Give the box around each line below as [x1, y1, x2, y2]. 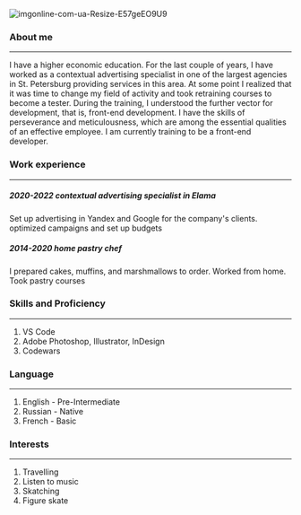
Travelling [21, 467, 59, 477]
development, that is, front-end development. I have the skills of [9, 108, 245, 118]
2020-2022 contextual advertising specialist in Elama [9, 190, 217, 201]
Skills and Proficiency [9, 297, 106, 310]
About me [9, 31, 54, 43]
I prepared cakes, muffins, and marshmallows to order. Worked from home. [9, 266, 287, 276]
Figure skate [21, 495, 69, 506]
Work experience [9, 158, 86, 170]
